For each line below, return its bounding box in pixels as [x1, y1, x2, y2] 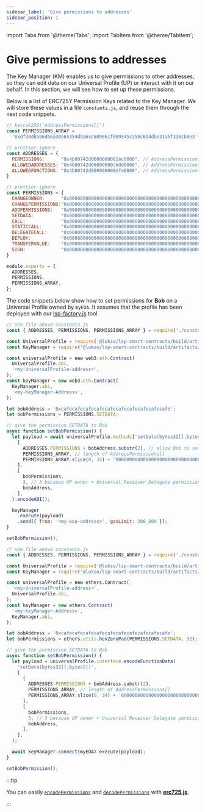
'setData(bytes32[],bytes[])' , [17, 664, 97, 670]
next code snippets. [6, 110, 56, 118]
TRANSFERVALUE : [12, 241, 51, 247]
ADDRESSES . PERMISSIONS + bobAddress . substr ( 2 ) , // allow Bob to [22, 445, 190, 451]
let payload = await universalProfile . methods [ [12, 434, 135, 440]
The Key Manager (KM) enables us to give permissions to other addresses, [6, 73, 195, 80]
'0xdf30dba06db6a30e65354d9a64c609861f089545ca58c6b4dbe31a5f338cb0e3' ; [12, 134, 201, 140]
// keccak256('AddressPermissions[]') [6, 123, 105, 129]
